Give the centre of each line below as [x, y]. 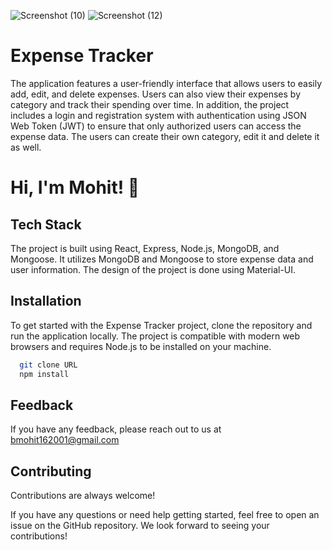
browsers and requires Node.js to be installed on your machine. [141, 346]
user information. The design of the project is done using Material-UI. [153, 269]
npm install [44, 374]
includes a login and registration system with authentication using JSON [158, 115]
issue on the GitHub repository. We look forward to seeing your [140, 526]
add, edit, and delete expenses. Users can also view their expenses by [156, 94]
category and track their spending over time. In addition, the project [150, 104]
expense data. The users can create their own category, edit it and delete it [165, 136]
